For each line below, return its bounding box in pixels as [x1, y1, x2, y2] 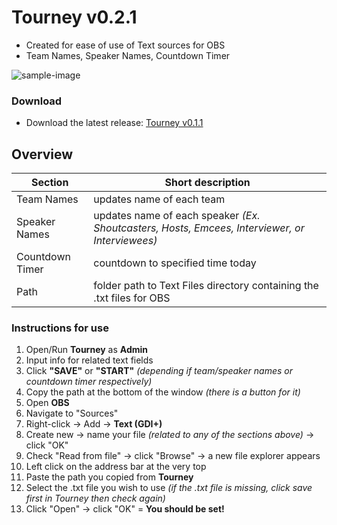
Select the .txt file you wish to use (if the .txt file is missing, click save [25, 482, 313, 494]
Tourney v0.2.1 [11, 6, 138, 29]
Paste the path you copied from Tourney [25, 471, 194, 483]
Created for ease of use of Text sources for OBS [25, 39, 226, 51]
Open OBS [25, 397, 70, 409]
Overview [11, 146, 74, 163]
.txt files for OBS [93, 291, 171, 305]
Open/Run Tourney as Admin [25, 344, 149, 356]
